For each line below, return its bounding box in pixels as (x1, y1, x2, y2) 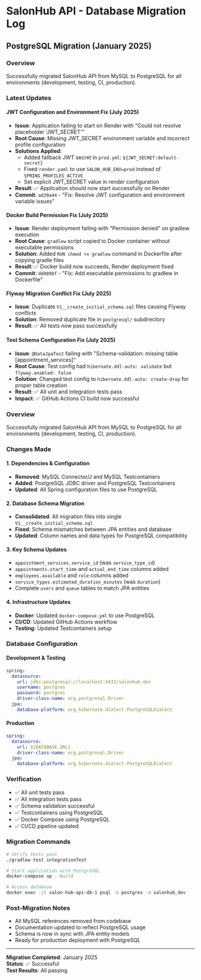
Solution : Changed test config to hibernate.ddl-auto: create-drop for (14, 375, 189, 382)
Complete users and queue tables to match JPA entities (14, 585, 150, 592)
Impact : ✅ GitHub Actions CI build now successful (14, 395, 139, 402)
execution (14, 231, 40, 238)
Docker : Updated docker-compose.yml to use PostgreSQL (14, 612, 155, 619)
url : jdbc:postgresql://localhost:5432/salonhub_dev (17, 679, 151, 685)
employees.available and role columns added (14, 572, 129, 579)
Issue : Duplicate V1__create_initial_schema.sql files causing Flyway (14, 303, 187, 310)
